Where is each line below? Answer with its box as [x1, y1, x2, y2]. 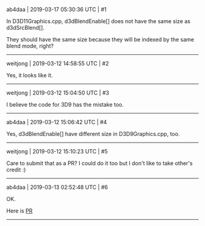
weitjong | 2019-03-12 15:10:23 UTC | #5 [6, 148, 108, 155]
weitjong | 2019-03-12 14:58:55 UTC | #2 [6, 60, 109, 67]
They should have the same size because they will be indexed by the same [6, 36, 194, 43]
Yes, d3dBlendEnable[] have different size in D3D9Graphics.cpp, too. [6, 130, 180, 137]
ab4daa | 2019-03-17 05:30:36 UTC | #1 [6, 6, 107, 13]
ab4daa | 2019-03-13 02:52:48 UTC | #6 [6, 183, 108, 191]
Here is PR [6, 207, 33, 214]
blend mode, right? [6, 43, 54, 49]
